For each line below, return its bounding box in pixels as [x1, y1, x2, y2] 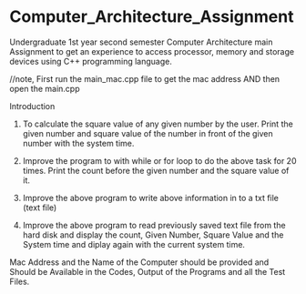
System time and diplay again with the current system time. [22, 238, 246, 249]
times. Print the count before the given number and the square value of [22, 165, 290, 176]
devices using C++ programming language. [9, 56, 173, 66]
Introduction [9, 100, 56, 111]
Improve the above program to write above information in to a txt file [22, 192, 280, 203]
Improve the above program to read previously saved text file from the [22, 219, 286, 230]
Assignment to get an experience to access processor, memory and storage [9, 46, 294, 56]
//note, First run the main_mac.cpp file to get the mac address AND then [9, 73, 280, 84]
